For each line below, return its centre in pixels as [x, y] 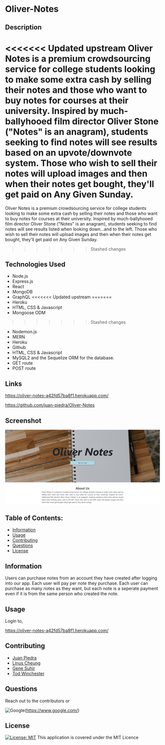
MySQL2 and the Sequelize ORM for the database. [63, 358]
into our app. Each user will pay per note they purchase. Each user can [77, 583]
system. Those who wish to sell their [81, 163]
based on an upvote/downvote [69, 153]
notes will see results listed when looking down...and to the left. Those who [81, 229]
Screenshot [23, 420]
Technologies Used [35, 264]
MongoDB [22, 292]
